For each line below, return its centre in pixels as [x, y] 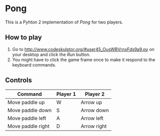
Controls [19, 80]
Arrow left [92, 118]
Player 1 [66, 94]
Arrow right [93, 126]
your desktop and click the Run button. [51, 54]
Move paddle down [30, 110]
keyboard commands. [34, 65]
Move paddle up [26, 102]
